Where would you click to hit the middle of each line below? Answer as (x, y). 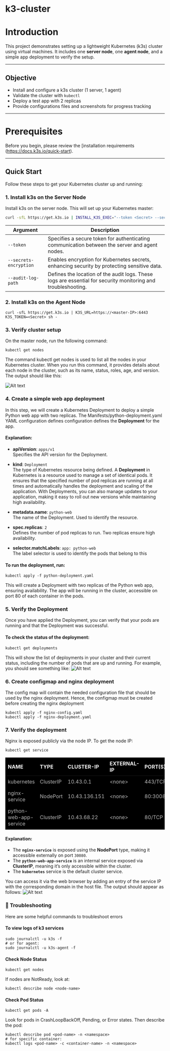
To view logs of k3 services (35, 928)
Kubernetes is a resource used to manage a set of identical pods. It (82, 475)
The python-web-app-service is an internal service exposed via (78, 861)
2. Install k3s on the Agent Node (45, 302)
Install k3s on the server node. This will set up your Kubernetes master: (79, 208)
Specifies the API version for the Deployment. (60, 454)
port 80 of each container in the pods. (45, 596)
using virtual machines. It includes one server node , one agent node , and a (84, 52)
